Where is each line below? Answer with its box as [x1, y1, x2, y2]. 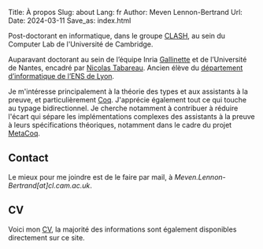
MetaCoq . [8, 128, 41, 138]
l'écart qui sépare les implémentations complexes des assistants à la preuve [8, 112, 255, 121]
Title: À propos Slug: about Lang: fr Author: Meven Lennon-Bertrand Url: [8, 8, 243, 17]
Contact [8, 151, 49, 165]
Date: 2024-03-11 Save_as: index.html [8, 16, 131, 25]
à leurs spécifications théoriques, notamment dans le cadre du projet [8, 121, 232, 129]
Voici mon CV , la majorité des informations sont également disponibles [8, 225, 237, 234]
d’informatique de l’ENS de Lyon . [8, 72, 115, 80]
